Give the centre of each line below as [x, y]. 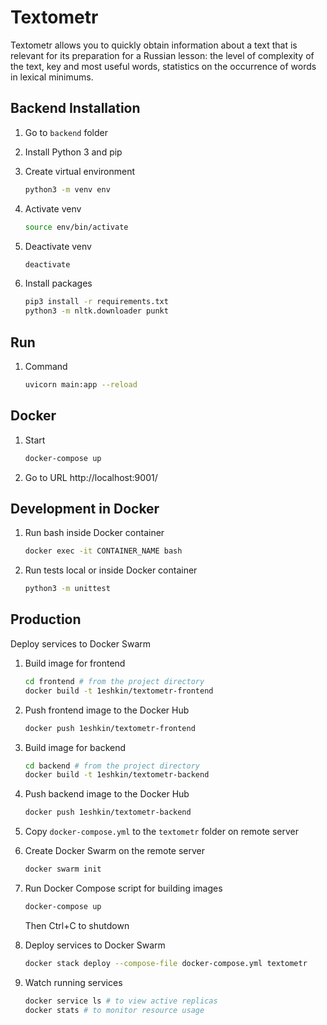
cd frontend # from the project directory [114, 681]
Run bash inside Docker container [94, 533]
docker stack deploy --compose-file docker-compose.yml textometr [166, 963]
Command [46, 366]
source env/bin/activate [76, 227]
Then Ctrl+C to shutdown [77, 925]
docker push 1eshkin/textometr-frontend [110, 728]
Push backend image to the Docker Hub [107, 794]
